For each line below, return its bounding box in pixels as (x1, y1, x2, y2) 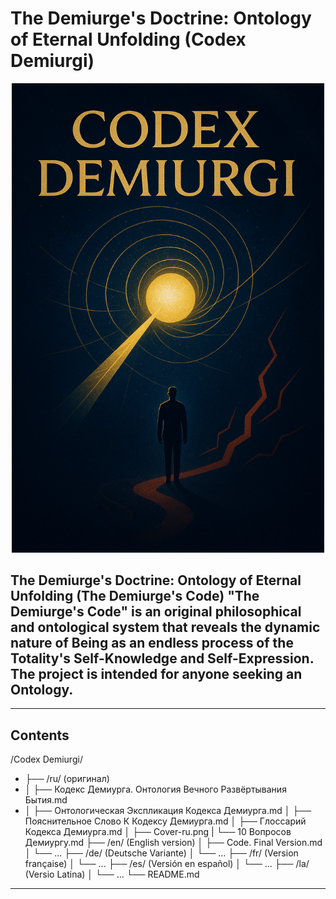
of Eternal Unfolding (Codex (10, 28, 247, 51)
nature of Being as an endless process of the (10, 635, 294, 652)
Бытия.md (24, 794, 68, 806)
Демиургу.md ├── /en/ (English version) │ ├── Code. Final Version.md (24, 837, 323, 849)
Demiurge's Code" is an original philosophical (10, 603, 302, 621)
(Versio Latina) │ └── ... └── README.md (24, 868, 200, 881)
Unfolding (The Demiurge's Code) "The (10, 588, 260, 605)
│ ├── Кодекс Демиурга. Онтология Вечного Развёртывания (24, 783, 287, 796)
